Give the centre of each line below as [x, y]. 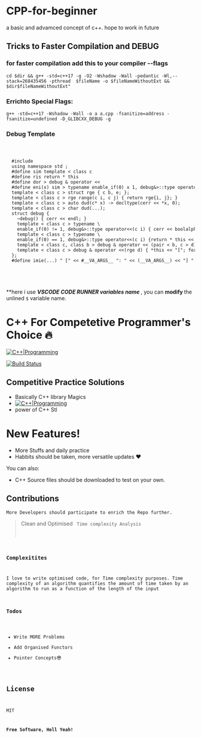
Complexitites [27, 558]
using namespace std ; [40, 167]
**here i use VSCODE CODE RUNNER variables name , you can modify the [99, 292]
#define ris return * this [45, 177]
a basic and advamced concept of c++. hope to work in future [83, 28]
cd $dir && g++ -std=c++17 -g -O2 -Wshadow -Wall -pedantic [83, 76]
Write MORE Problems [39, 637]
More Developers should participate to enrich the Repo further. [89, 513]
